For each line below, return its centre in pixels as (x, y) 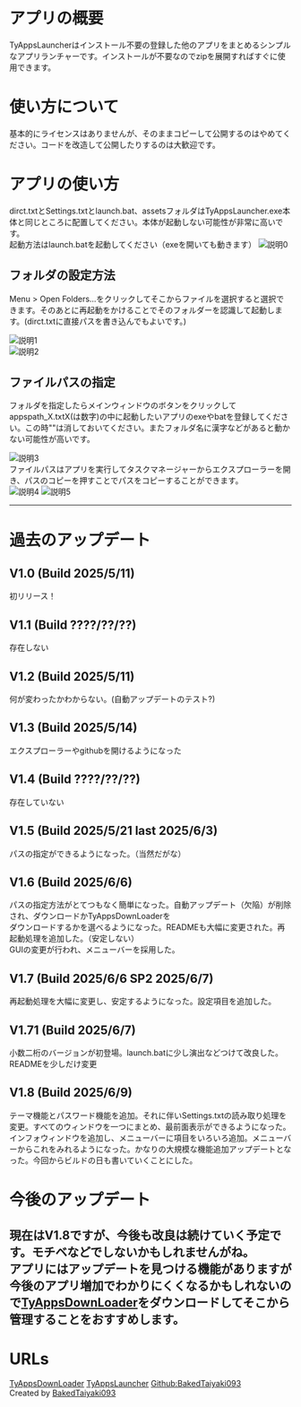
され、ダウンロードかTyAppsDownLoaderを (90, 916)
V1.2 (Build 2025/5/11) (72, 677)
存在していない (37, 802)
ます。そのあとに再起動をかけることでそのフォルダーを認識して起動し (146, 309)
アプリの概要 (57, 18)
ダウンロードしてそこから (219, 1303)
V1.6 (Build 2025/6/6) (71, 882)
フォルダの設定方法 (62, 276)
